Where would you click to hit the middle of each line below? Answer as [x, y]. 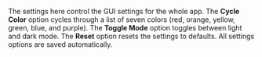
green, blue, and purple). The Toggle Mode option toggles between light [125, 28]
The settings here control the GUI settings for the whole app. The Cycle [124, 11]
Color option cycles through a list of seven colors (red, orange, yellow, [122, 20]
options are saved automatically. [60, 45]
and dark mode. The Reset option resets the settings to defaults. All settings [131, 36]
